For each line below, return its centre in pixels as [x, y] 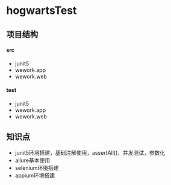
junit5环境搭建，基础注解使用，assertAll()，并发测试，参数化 [90, 152]
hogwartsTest [42, 11]
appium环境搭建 [35, 175]
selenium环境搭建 [37, 167]
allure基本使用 [32, 160]
